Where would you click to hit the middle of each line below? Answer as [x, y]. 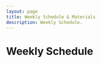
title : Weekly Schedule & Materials [51, 17]
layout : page [22, 11]
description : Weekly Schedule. [44, 22]
